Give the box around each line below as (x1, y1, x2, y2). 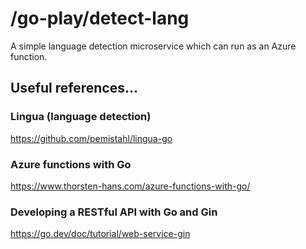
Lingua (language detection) (10, 110, 152, 124)
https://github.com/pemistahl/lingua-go (10, 132, 173, 144)
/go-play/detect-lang (10, 7, 190, 30)
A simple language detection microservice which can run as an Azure (10, 40, 297, 52)
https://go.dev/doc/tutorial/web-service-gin (10, 228, 191, 240)
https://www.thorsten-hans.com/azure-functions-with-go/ (10, 180, 251, 192)
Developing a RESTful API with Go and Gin (10, 205, 218, 219)
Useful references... (10, 80, 138, 97)
